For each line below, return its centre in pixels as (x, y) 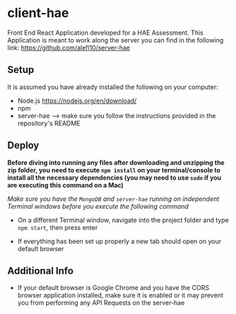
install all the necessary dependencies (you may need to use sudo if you (114, 178)
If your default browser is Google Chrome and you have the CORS (113, 288)
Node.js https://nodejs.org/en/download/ (77, 100)
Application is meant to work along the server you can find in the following (116, 40)
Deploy (23, 145)
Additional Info (41, 271)
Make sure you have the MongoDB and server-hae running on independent (113, 199)
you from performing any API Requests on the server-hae (101, 303)
